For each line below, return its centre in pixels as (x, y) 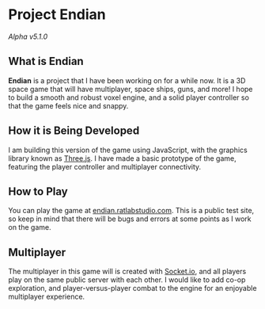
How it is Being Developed (74, 131)
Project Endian (57, 15)
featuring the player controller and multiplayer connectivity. (105, 166)
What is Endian (46, 61)
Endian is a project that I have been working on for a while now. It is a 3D (127, 80)
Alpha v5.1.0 (28, 36)
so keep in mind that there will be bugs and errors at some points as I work (130, 219)
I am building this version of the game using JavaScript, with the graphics (128, 150)
